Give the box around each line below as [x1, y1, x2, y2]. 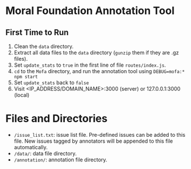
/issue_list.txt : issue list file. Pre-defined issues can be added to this [13, 131, 186, 138]
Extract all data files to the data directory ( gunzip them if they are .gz [13, 49, 179, 56]
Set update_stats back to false [13, 79, 89, 86]
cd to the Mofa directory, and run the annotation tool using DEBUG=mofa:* [13, 68, 185, 74]
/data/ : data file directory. [13, 150, 77, 157]
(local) [13, 92, 30, 98]
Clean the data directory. [13, 43, 74, 50]
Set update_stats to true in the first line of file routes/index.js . [13, 61, 166, 68]
